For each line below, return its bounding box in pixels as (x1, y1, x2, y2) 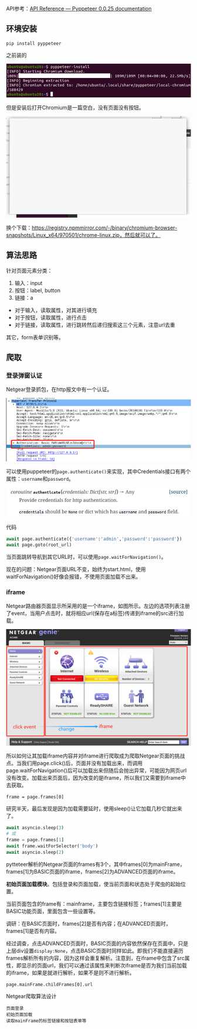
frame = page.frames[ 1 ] (6, 837, 64, 843)
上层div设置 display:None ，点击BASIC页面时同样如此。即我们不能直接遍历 (6, 947, 184, 954)
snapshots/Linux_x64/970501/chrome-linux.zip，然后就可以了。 (6, 231, 161, 239)
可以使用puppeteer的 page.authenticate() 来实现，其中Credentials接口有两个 (6, 468, 191, 475)
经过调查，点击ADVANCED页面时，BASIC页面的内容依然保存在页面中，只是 (6, 940, 189, 947)
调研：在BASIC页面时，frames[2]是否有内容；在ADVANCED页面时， (6, 920, 171, 927)
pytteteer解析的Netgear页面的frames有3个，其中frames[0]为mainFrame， (6, 861, 185, 868)
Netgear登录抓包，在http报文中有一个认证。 (6, 386, 113, 393)
